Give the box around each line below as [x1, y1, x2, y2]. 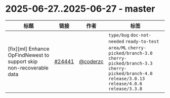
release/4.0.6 [108, 81, 143, 86]
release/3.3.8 [108, 86, 143, 91]
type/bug [108, 32, 130, 38]
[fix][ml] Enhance [8, 45, 50, 52]
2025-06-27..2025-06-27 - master [5, 3, 155, 15]
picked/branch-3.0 [108, 50, 153, 56]
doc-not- [131, 32, 152, 38]
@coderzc [79, 58, 104, 65]
